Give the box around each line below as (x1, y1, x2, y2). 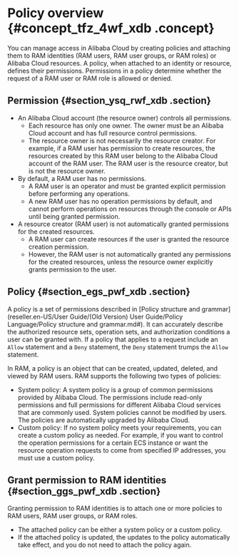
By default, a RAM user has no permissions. (17, 174, 147, 182)
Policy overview (7, 5, 104, 21)
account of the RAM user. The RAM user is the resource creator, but (28, 159, 228, 168)
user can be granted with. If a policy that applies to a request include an (7, 335, 218, 344)
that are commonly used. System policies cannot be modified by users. (17, 408, 227, 416)
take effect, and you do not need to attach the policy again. (17, 540, 192, 550)
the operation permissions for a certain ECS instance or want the (17, 438, 208, 447)
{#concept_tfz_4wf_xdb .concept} (7, 20, 215, 36)
